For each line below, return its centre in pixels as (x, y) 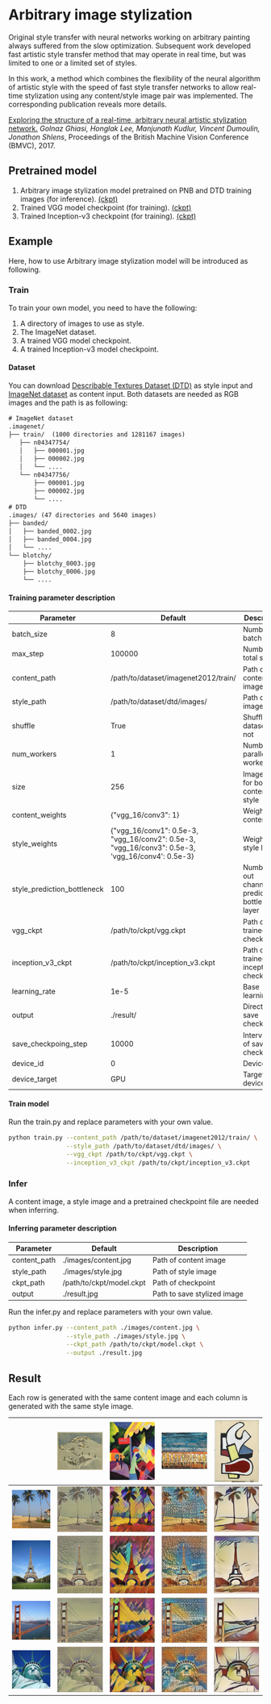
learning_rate (34, 991)
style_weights (35, 844)
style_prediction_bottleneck (58, 889)
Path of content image (189, 1260)
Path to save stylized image (198, 1294)
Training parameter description (62, 598)
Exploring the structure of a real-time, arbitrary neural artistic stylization (128, 119)
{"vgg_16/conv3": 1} (145, 815)
